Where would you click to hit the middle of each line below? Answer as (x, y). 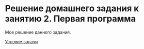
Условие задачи (22, 41)
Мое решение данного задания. (38, 32)
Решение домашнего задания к (72, 8)
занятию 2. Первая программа (71, 19)
